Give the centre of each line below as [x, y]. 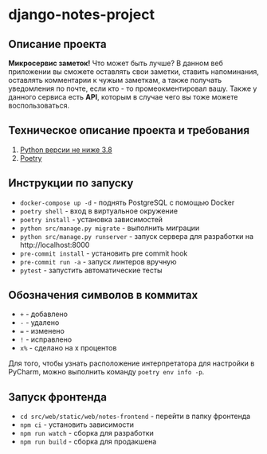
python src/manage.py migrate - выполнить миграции [110, 228]
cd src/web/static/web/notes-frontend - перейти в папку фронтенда [135, 417]
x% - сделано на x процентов [68, 348]
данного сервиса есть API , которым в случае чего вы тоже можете [123, 97]
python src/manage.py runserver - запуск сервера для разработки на [136, 236]
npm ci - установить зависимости [77, 425]
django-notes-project [82, 15]
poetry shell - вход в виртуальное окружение [98, 211]
